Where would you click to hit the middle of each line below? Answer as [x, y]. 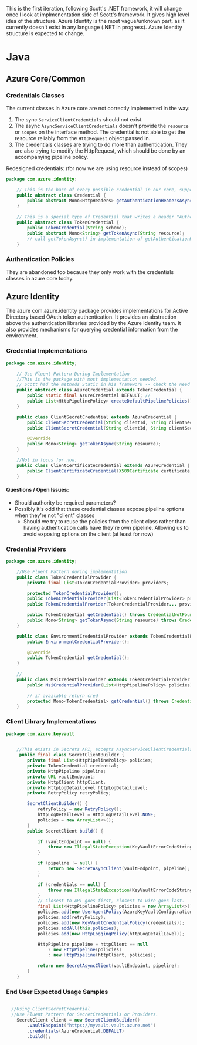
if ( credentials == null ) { [72, 885]
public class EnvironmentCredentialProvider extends [82, 636]
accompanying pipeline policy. [51, 157]
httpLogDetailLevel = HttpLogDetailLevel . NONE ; [97, 815]
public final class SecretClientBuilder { [72, 755]
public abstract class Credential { [62, 195]
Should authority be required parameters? [65, 503]
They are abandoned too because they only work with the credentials [90, 272]
